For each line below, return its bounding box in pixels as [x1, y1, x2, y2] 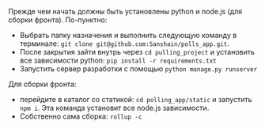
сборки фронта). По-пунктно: [8, 15, 108, 25]
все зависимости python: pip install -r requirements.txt [19, 55, 217, 65]
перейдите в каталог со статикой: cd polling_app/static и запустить [19, 95, 252, 104]
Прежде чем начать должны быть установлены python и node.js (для [8, 7, 243, 16]
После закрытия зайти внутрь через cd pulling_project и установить [19, 47, 256, 56]
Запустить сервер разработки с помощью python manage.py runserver [19, 64, 258, 74]
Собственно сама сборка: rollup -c [19, 112, 142, 121]
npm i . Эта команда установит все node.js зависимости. [19, 103, 210, 112]
